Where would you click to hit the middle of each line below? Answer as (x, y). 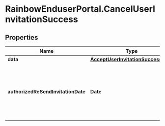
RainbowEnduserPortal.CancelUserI (80, 9)
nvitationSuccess (42, 19)
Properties (22, 37)
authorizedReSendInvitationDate (47, 92)
